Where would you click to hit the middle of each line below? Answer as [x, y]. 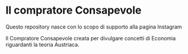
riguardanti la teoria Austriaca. [42, 45]
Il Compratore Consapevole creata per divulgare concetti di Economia [91, 38]
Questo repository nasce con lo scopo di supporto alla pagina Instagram [94, 27]
